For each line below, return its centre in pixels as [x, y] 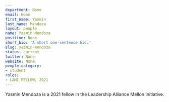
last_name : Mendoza [26, 24]
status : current [22, 52]
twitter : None [20, 57]
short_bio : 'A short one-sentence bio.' [48, 43]
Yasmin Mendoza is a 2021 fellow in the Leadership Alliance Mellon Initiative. [85, 94]
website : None [20, 61]
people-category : [23, 66]
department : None [23, 10]
